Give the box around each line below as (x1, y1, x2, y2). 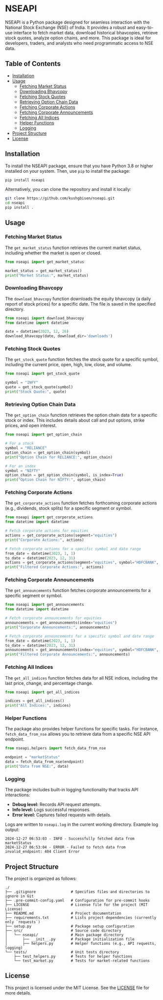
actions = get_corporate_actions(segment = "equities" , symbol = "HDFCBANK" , (5, 560, 159, 565)
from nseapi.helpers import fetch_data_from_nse (5, 746, 106, 751)
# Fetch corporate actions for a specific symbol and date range (5, 546, 141, 551)
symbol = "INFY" (5, 380, 38, 385)
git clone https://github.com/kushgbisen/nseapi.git (5, 196, 115, 201)
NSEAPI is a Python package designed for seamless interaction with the (5, 19, 150, 25)
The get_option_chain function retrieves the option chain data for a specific (5, 412, 158, 418)
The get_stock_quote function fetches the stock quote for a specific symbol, (5, 356, 159, 362)
